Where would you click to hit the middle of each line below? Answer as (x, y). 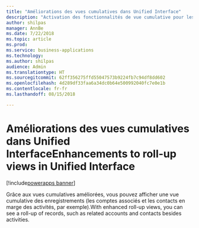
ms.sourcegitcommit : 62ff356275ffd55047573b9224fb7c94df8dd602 (86, 78)
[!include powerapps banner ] (41, 183)
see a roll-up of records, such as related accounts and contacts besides (94, 213)
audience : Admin (26, 67)
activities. (18, 219)
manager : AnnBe (25, 28)
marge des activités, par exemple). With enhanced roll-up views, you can (94, 207)
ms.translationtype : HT (36, 72)
